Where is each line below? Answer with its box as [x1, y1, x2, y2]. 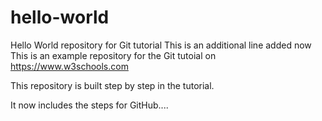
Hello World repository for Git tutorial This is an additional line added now [10, 39, 312, 51]
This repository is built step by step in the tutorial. [10, 79, 215, 91]
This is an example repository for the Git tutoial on [10, 49, 217, 61]
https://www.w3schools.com [10, 60, 129, 72]
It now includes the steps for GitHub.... [10, 99, 169, 111]
